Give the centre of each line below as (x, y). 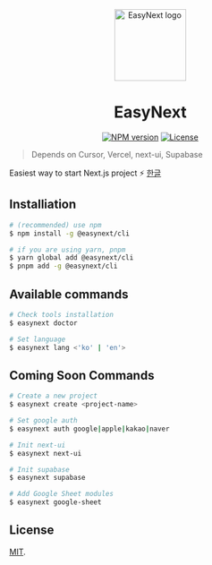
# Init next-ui (38, 445)
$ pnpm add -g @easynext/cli (64, 266)
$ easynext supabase (48, 478)
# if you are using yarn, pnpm (68, 250)
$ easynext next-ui (46, 453)
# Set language (38, 339)
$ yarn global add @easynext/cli (72, 258)
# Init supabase (39, 469)
